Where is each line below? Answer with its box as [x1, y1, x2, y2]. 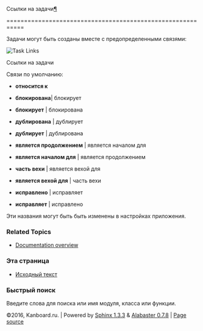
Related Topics [6, 227, 52, 236]
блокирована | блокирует [15, 94, 82, 101]
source [6, 318, 24, 325]
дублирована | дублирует [15, 118, 84, 125]
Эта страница [6, 257, 50, 265]
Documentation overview [15, 241, 79, 249]
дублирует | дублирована [15, 130, 84, 137]
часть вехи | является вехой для [15, 165, 101, 173]
